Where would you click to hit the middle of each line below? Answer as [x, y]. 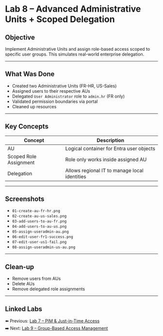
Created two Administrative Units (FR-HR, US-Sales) [64, 86]
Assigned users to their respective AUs [51, 91]
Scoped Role [22, 156]
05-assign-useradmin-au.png [40, 232]
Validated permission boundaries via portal [55, 101]
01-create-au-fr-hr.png [36, 211]
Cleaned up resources [34, 106]
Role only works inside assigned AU [106, 159]
